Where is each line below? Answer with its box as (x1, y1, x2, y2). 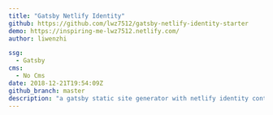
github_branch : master (8, 87, 85, 95)
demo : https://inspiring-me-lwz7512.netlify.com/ (8, 27, 180, 35)
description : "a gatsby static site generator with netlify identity (8, 94, 249, 102)
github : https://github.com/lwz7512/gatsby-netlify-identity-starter (8, 19, 249, 28)
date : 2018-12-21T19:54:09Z (8, 79, 104, 87)
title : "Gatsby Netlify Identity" (8, 11, 126, 20)
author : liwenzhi (8, 34, 67, 43)
